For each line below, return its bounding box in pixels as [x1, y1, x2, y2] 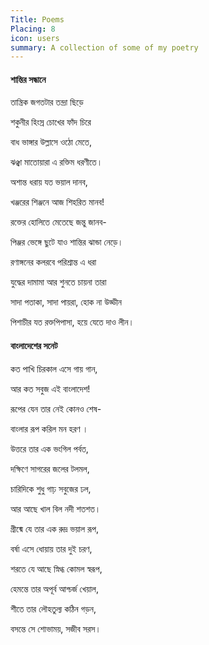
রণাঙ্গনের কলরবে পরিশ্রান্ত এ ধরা [10, 256, 97, 268]
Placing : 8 [10, 24, 56, 34]
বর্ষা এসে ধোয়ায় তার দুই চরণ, [10, 542, 93, 555]
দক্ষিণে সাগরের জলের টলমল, [10, 462, 90, 475]
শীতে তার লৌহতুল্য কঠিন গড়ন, [10, 602, 97, 615]
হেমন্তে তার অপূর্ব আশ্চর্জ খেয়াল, [10, 582, 99, 595]
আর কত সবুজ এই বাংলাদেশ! [10, 382, 91, 395]
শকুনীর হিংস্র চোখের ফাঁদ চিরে [10, 116, 92, 128]
